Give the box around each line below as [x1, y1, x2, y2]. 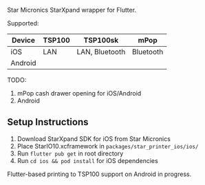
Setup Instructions [7, 116, 89, 128]
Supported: [7, 19, 39, 27]
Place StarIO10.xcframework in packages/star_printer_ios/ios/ [17, 142, 199, 150]
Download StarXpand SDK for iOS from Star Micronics [17, 134, 171, 143]
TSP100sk [83, 36, 119, 45]
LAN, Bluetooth [76, 47, 126, 56]
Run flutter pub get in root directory [17, 149, 124, 157]
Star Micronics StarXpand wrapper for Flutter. [7, 6, 136, 14]
